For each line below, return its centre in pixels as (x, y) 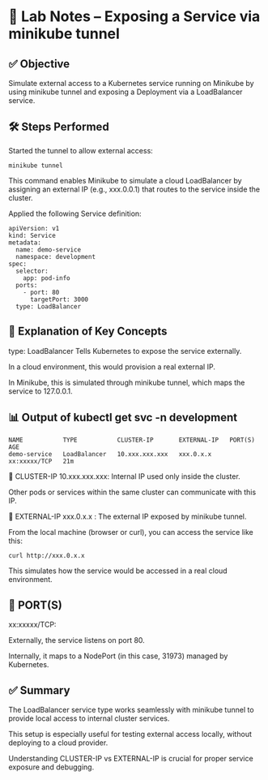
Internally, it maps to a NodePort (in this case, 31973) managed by (118, 656)
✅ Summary (39, 690)
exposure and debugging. (51, 767)
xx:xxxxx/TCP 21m (41, 462)
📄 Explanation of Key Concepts (88, 332)
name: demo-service (49, 250)
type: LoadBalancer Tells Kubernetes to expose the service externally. (125, 351)
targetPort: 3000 (59, 300)
